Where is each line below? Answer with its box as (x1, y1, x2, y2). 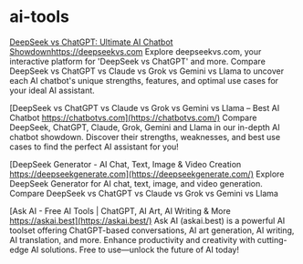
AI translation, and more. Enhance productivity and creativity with (9, 234, 256, 245)
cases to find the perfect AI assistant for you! (9, 141, 180, 152)
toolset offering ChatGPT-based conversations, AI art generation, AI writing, (9, 225, 295, 236)
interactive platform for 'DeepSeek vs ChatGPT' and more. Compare (9, 56, 266, 66)
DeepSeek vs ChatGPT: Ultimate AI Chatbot (9, 36, 173, 47)
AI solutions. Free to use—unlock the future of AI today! (30, 244, 240, 255)
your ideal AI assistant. (9, 85, 96, 96)
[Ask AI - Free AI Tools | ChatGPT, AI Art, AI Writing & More (9, 205, 231, 216)
